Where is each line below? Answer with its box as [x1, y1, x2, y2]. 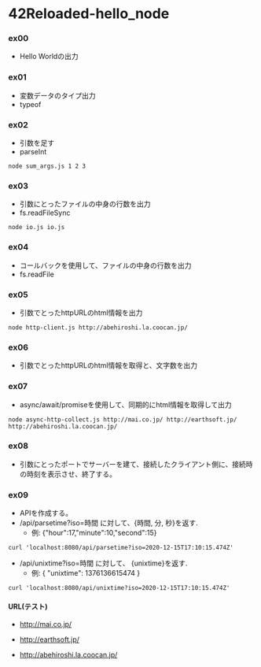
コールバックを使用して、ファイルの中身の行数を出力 [19, 261, 192, 270]
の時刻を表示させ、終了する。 [19, 469, 116, 479]
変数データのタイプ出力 [19, 91, 96, 100]
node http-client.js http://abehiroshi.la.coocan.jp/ [8, 324, 189, 332]
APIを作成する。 [19, 509, 73, 518]
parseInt [19, 147, 47, 157]
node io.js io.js [8, 224, 65, 232]
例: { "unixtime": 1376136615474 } [31, 569, 141, 578]
